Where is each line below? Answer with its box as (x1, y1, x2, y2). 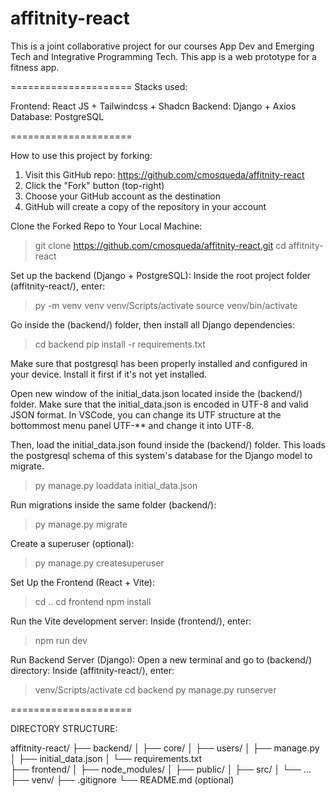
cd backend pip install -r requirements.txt (34, 338, 206, 350)
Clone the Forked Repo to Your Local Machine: (10, 220, 203, 232)
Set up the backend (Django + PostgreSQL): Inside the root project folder (10, 269, 312, 281)
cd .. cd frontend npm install (34, 595, 152, 607)
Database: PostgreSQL (10, 110, 105, 122)
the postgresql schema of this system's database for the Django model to (10, 449, 313, 461)
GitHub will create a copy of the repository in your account (24, 200, 267, 212)
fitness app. (10, 61, 60, 73)
